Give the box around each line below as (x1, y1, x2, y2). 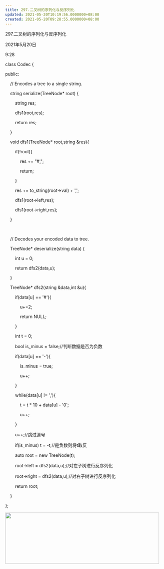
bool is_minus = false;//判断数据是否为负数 (14, 344, 102, 350)
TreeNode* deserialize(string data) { (9, 246, 85, 252)
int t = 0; (14, 333, 32, 339)
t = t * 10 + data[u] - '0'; (19, 402, 69, 408)
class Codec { (5, 61, 34, 68)
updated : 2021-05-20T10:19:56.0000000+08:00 (5, 12, 99, 17)
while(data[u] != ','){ (14, 392, 56, 398)
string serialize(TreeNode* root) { (9, 91, 79, 97)
